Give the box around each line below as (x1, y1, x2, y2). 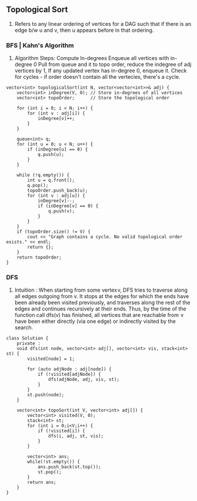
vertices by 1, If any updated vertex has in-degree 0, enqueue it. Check (14, 67, 187, 74)
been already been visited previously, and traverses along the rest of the (14, 299, 191, 306)
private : (16, 340, 41, 346)
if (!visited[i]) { (37, 428, 85, 434)
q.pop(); (27, 182, 49, 189)
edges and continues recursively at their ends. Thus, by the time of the (14, 305, 186, 312)
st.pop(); (37, 469, 62, 475)
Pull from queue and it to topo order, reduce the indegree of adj (38, 61, 192, 68)
